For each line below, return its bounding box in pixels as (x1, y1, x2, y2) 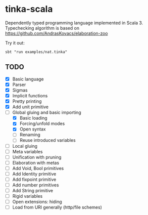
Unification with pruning (12, 154, 62, 160)
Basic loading (19, 115, 48, 121)
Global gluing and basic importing (12, 110, 82, 116)
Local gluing (12, 143, 38, 149)
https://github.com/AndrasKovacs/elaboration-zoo (5, 30, 108, 36)
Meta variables (12, 148, 43, 154)
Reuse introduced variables (19, 137, 76, 143)
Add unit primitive (12, 104, 49, 110)
